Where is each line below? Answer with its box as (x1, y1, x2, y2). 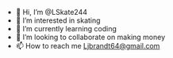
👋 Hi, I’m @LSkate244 (15, 8, 87, 16)
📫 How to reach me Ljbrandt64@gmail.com (15, 42, 160, 50)
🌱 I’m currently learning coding (15, 24, 117, 33)
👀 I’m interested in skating (15, 16, 101, 25)
